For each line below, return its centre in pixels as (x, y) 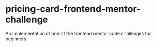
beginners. (17, 39)
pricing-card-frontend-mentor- (73, 9)
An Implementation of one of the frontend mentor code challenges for (78, 33)
